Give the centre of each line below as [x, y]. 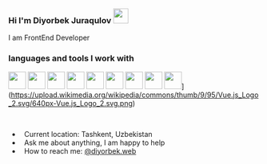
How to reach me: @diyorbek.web [80, 150]
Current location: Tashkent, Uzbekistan [88, 134]
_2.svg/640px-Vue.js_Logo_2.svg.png [71, 103]
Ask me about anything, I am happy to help [94, 143]
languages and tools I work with [71, 58]
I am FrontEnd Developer [49, 38]
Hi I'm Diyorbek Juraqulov [60, 20]
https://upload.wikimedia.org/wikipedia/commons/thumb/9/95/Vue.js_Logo [135, 95]
